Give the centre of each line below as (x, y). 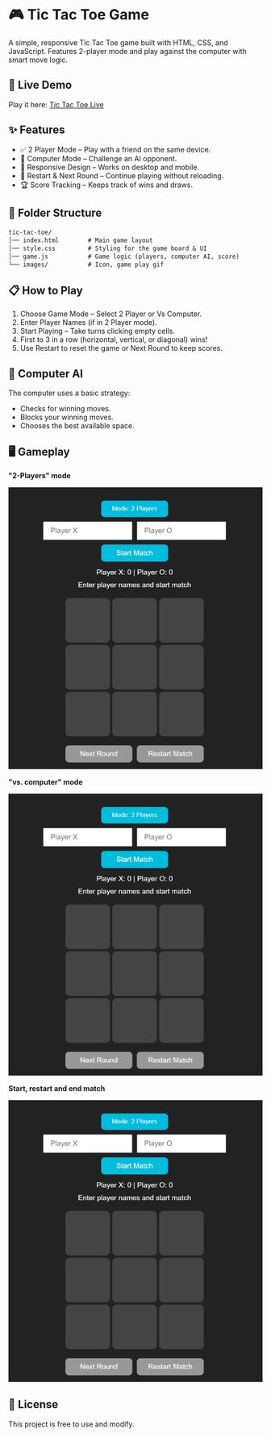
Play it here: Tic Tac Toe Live (56, 104)
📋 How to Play (46, 290)
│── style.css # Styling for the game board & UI (108, 249)
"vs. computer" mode (46, 781)
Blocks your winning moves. (67, 417)
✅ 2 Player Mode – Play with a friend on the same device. (115, 149)
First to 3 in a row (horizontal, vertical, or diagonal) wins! (114, 339)
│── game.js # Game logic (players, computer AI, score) (124, 257)
